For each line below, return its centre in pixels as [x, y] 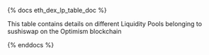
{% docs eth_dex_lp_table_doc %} [57, 10]
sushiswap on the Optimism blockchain [64, 31]
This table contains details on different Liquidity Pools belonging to [105, 24]
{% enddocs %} [31, 45]
